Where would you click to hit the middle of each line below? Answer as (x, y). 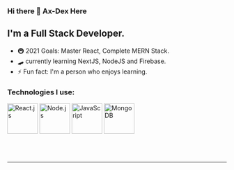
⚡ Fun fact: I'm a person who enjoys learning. (82, 71)
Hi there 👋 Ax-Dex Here (47, 11)
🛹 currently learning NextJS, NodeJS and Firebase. (92, 61)
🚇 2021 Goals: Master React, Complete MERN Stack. (93, 51)
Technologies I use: (41, 92)
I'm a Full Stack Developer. (66, 34)
